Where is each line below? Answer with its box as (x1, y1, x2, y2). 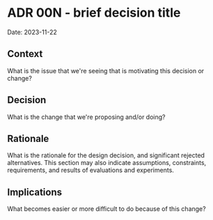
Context (7, 48, 43, 60)
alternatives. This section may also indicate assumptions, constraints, (7, 159, 207, 167)
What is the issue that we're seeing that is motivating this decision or (7, 66, 205, 74)
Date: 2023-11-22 (7, 28, 57, 36)
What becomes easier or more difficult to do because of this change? (7, 205, 207, 213)
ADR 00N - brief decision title (7, 5, 181, 21)
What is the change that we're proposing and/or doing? (7, 113, 166, 121)
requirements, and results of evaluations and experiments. (7, 166, 174, 175)
